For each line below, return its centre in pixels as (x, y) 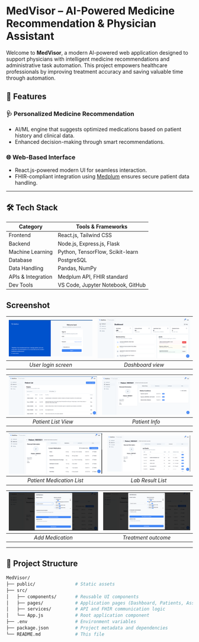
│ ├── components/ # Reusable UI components (73, 597)
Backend (20, 243)
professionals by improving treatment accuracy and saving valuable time (95, 71)
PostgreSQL (72, 260)
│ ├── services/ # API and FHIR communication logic (86, 609)
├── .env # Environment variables (71, 622)
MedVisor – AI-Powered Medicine (90, 11)
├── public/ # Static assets (61, 584)
